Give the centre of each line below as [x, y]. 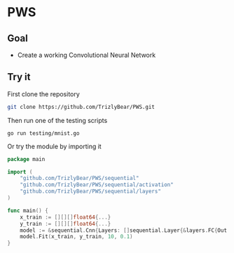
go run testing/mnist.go [43, 133]
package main [26, 159]
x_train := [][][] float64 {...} [66, 217]
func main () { [28, 210]
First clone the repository [44, 94]
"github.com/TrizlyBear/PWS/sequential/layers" [90, 192]
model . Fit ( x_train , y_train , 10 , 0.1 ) [76, 237]
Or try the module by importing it [54, 146]
